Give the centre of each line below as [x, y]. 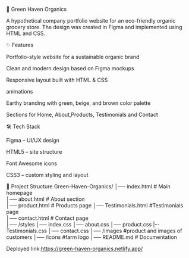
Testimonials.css [27, 231]
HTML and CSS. [26, 33]
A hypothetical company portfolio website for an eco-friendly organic [91, 21]
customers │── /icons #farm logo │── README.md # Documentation [92, 237]
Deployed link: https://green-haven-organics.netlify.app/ [75, 248]
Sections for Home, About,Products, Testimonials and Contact [82, 114]
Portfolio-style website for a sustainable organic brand [73, 57]
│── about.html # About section [45, 199]
